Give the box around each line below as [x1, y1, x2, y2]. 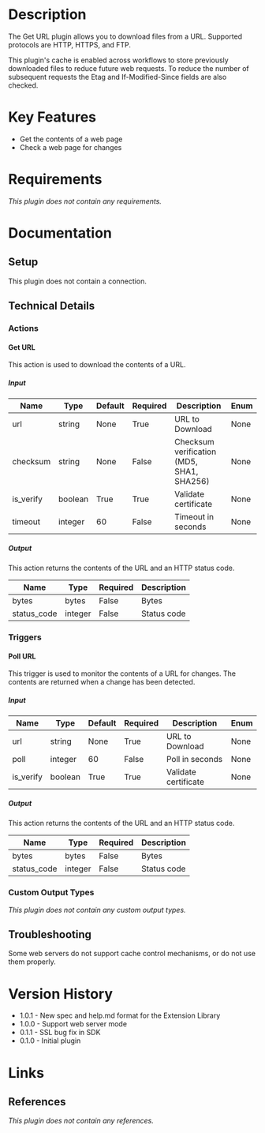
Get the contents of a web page [19, 134, 123, 144]
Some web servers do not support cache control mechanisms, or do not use [8, 949, 256, 959]
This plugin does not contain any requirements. [8, 196, 162, 206]
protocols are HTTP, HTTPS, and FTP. [8, 39, 132, 49]
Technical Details [8, 299, 95, 313]
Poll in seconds [166, 754, 223, 765]
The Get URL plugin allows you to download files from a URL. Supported [8, 32, 243, 41]
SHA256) [174, 476, 210, 487]
